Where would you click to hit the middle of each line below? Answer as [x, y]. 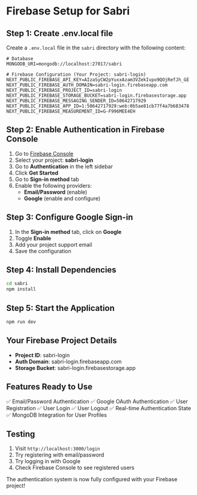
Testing [21, 434]
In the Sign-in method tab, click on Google [68, 232]
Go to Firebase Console [44, 153]
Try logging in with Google [48, 461]
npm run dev [21, 322]
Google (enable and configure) [62, 198]
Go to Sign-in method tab [47, 179]
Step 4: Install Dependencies [61, 270]
